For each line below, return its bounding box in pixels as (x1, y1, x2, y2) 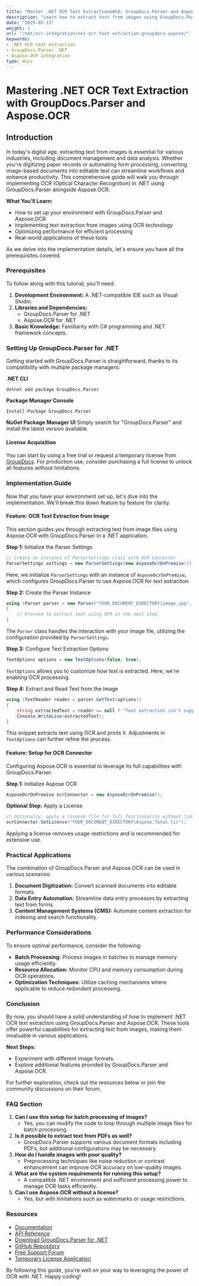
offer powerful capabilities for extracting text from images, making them (6, 1025, 182, 1033)
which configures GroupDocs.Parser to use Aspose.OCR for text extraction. (6, 577, 191, 584)
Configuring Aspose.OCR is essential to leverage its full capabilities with (6, 762, 182, 770)
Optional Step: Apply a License (6, 802, 83, 809)
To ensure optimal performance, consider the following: (6, 942, 142, 949)
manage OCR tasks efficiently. (23, 1182, 98, 1190)
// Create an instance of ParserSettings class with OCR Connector (6, 555, 176, 561)
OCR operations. (14, 972, 55, 979)
